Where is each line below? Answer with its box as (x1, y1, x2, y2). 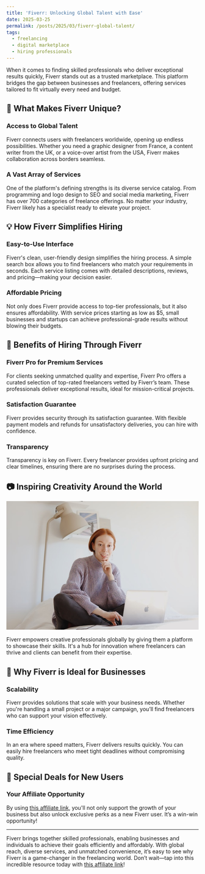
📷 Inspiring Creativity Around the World (6, 481, 163, 492)
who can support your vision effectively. (6, 712, 107, 719)
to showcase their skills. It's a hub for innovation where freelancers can (6, 643, 186, 650)
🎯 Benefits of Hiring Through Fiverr (6, 340, 142, 350)
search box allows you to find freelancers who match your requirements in (6, 260, 193, 267)
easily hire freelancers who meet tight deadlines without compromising (6, 747, 185, 755)
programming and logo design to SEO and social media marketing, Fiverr (6, 190, 189, 198)
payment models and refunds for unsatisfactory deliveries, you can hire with (6, 420, 198, 428)
